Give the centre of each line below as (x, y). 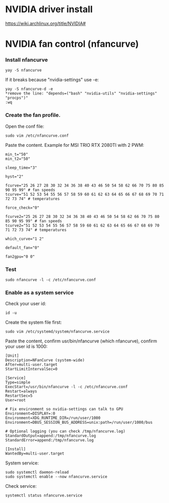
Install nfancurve (27, 60)
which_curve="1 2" (25, 239)
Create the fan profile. (33, 115)
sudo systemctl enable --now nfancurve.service (56, 477)
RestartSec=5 (19, 396)
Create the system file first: (34, 322)
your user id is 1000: (27, 347)
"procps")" (17, 98)
